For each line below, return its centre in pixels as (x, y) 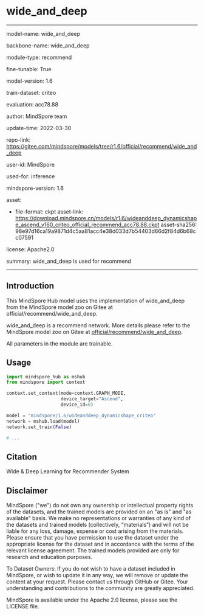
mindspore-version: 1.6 (35, 188)
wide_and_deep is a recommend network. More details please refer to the (98, 325)
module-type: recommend (39, 57)
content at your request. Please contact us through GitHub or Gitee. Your (97, 582)
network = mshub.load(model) (43, 421)
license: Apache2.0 (30, 249)
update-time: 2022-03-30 (39, 128)
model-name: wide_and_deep (43, 33)
